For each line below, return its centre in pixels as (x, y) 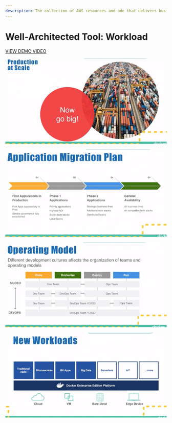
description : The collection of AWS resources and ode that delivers (81, 11)
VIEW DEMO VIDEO (26, 51)
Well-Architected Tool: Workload (77, 37)
